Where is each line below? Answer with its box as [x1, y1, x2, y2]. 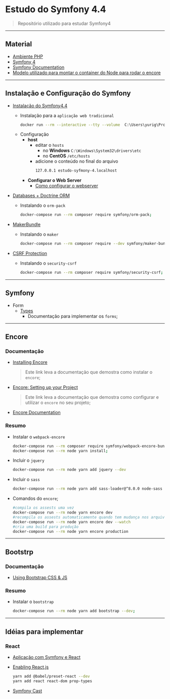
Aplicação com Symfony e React [12, 654, 81, 660]
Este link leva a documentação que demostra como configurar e [25, 394, 159, 400]
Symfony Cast [12, 687, 42, 694]
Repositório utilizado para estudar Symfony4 [17, 20, 111, 26]
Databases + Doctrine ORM [12, 193, 70, 199]
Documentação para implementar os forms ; [27, 313, 118, 319]
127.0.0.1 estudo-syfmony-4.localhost [35, 168, 117, 173]
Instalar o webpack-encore [12, 433, 65, 440]
